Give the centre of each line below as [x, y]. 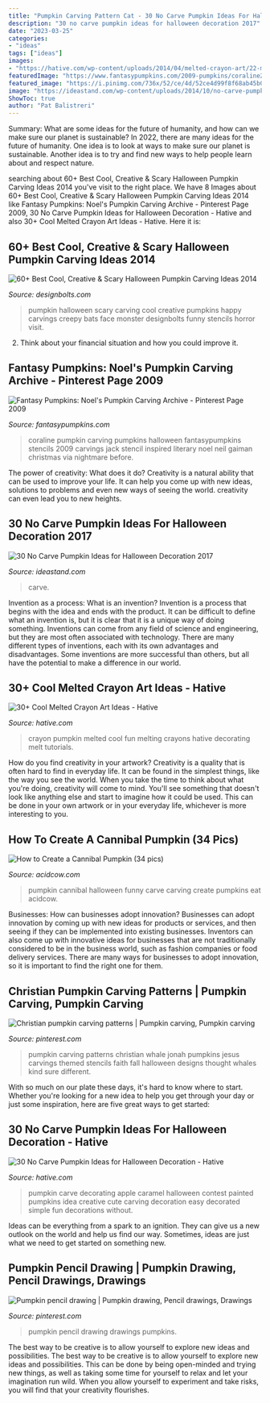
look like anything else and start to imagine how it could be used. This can [131, 797]
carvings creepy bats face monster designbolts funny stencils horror [141, 318]
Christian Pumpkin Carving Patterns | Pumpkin [127, 991]
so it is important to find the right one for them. [86, 966]
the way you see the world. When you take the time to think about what [126, 780]
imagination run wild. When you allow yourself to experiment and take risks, [134, 1381]
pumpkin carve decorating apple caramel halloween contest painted [141, 1193]
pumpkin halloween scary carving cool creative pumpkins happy [135, 310]
